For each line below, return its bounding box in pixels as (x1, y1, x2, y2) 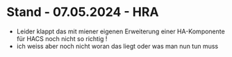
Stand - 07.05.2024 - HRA (6, 4, 159, 20)
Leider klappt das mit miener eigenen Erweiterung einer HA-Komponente (16, 27, 225, 35)
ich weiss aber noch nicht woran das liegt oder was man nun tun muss (16, 42, 219, 50)
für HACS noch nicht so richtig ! (16, 34, 108, 42)
